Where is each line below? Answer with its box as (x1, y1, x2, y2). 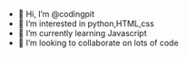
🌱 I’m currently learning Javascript (17, 28, 147, 38)
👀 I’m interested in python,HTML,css (17, 18, 154, 29)
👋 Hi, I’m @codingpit (17, 9, 95, 19)
